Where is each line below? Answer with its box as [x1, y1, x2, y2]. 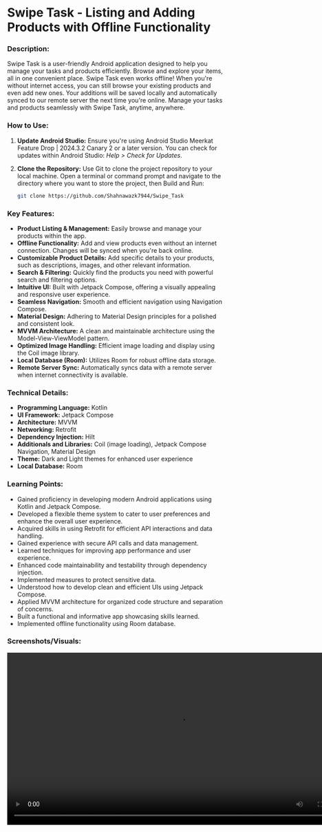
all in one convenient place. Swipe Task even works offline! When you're [7, 74, 213, 83]
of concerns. [17, 605, 54, 613]
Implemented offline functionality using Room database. [17, 619, 176, 627]
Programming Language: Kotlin [17, 404, 108, 412]
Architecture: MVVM [17, 418, 78, 426]
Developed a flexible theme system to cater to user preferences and [17, 510, 211, 518]
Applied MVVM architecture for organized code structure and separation [17, 597, 224, 605]
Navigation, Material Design [17, 448, 96, 456]
